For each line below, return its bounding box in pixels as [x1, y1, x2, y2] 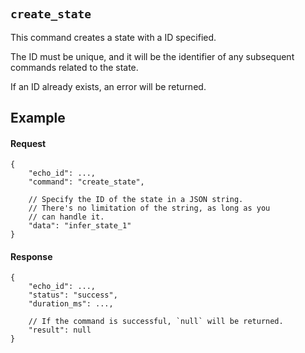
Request [10, 137, 47, 149]
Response [10, 250, 53, 262]
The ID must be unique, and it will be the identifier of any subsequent [10, 50, 295, 62]
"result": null [28, 325, 92, 336]
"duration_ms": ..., [28, 299, 114, 309]
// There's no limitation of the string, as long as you [28, 203, 271, 214]
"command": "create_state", [28, 177, 145, 187]
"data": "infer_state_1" [28, 221, 132, 231]
